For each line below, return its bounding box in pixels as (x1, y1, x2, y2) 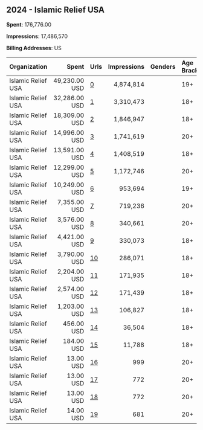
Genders (150, 62, 176, 71)
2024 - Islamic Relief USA (6, 5, 105, 15)
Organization (9, 62, 48, 71)
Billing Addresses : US (6, 44, 62, 51)
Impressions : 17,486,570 (6, 33, 68, 40)
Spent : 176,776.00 (6, 21, 52, 28)
